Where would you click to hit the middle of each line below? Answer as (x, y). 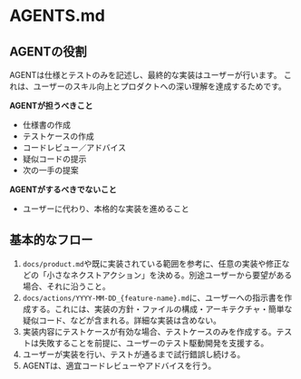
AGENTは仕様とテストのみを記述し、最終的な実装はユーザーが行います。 (146, 75)
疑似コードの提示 (54, 159)
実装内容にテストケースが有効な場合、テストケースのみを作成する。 (149, 331)
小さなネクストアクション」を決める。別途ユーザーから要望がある (170, 275)
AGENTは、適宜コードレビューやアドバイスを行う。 (119, 365)
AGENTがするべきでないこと (63, 189)
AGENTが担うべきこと (51, 106)
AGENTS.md (58, 16)
